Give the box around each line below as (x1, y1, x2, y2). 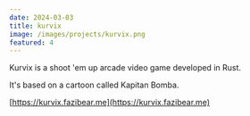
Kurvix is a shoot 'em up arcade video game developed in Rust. (9, 62, 242, 73)
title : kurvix (9, 21, 62, 30)
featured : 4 (9, 37, 54, 47)
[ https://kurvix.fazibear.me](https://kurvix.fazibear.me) (9, 97, 210, 108)
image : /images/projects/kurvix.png (9, 29, 146, 38)
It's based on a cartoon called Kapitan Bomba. (9, 79, 179, 90)
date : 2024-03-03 (9, 12, 74, 22)
